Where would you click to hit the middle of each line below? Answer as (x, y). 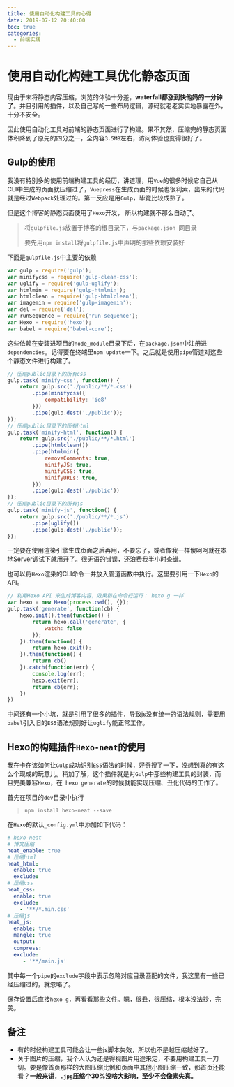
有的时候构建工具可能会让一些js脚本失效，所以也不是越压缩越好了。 (114, 1050)
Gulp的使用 (31, 162)
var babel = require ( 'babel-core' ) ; (60, 329)
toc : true (22, 27)
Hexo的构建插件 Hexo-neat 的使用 (77, 747)
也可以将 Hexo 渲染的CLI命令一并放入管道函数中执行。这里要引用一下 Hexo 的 (113, 574)
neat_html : (23, 863)
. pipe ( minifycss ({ (59, 393)
